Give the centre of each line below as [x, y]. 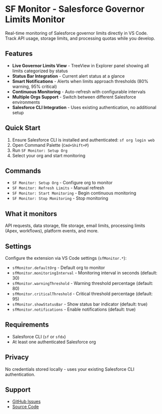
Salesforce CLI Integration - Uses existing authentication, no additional [84, 107]
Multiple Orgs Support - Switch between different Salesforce [74, 97]
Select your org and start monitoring [49, 155]
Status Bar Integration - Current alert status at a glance [68, 76]
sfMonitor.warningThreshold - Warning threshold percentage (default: [82, 283]
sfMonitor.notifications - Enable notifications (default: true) [74, 309]
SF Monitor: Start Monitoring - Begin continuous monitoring [74, 193]
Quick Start [23, 128]
